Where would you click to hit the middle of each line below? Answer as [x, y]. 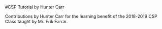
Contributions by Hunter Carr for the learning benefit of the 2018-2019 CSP [81, 16]
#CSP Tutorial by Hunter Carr [35, 7]
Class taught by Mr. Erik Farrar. [36, 22]
